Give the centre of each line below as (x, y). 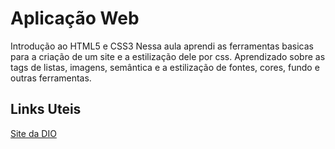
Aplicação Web (75, 18)
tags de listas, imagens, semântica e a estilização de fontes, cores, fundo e (165, 67)
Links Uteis (46, 109)
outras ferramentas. (51, 78)
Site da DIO (33, 133)
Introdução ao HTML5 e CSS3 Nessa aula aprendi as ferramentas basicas (162, 46)
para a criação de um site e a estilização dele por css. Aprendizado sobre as (168, 56)
